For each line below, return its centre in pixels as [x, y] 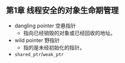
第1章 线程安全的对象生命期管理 [62, 10]
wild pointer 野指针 [37, 40]
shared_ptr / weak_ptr [39, 54]
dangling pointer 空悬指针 [45, 26]
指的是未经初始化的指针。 [54, 47]
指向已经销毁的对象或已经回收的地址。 [69, 33]
